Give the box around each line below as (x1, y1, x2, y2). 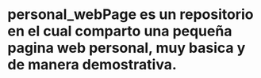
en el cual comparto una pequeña (7, 22, 232, 40)
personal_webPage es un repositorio (7, 6, 254, 24)
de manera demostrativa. (7, 56, 178, 74)
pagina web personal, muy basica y (7, 39, 246, 57)
